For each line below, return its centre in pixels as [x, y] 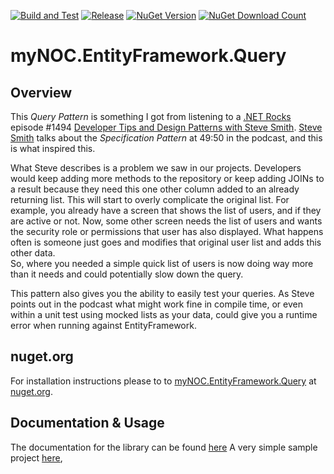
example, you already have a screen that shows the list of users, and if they [166, 210]
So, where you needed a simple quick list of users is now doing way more [162, 263]
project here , [36, 457]
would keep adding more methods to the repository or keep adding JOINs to [167, 178]
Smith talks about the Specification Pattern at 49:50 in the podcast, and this [166, 138]
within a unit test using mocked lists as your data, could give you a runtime [164, 314]
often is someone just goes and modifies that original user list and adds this [166, 242]
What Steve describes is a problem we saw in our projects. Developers [156, 168]
